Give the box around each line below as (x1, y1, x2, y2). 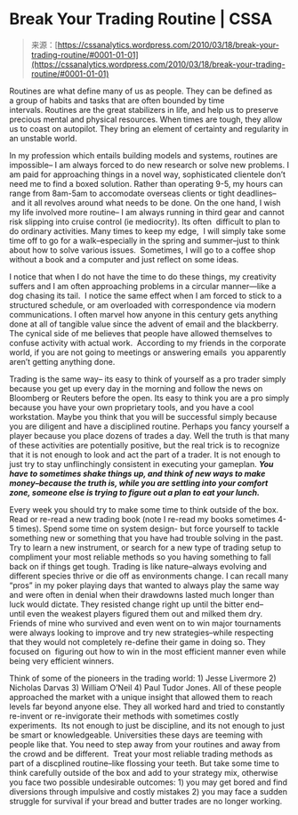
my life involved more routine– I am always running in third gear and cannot (9, 206, 285, 217)
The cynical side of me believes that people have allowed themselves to (9, 327, 273, 338)
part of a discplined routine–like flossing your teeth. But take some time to (9, 757, 280, 769)
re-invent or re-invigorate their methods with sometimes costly (9, 710, 239, 721)
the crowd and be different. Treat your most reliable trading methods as (9, 748, 273, 759)
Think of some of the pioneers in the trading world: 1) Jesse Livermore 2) (9, 673, 278, 683)
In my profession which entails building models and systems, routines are (9, 149, 278, 160)
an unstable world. (9, 133, 77, 143)
